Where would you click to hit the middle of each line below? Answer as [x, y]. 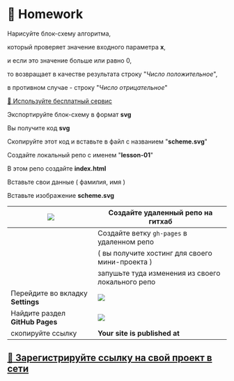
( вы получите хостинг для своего [155, 253]
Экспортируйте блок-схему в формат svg [69, 114]
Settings [25, 302]
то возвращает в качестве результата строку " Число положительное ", [112, 74]
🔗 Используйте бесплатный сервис [60, 101]
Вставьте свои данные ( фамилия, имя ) [66, 182]
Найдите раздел [38, 313]
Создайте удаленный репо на [161, 212]
